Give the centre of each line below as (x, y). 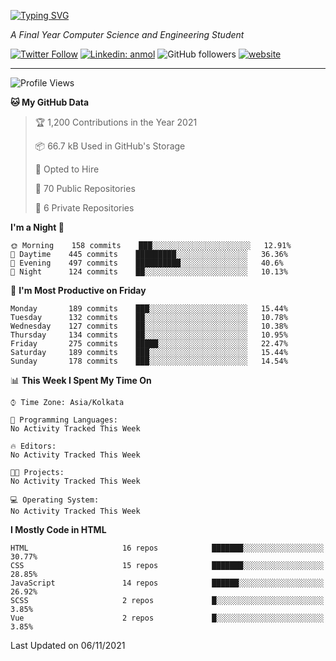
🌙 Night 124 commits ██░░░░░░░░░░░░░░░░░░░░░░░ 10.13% (149, 272)
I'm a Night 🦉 (37, 227)
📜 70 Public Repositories (85, 188)
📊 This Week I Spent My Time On (81, 380)
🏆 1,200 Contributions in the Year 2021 (116, 122)
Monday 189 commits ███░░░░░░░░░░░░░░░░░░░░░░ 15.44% (149, 309)
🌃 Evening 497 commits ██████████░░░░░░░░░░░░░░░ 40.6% (147, 263)
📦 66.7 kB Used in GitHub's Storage (110, 146)
